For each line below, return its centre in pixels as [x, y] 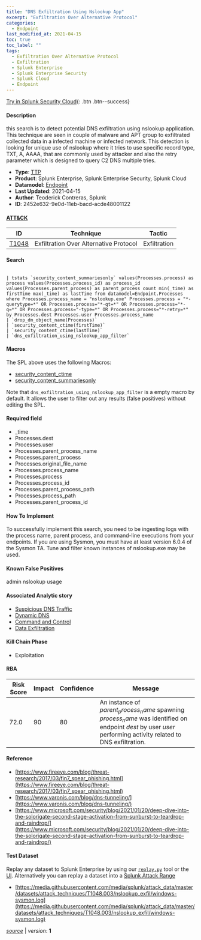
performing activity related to [141, 735]
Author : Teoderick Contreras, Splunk [60, 198]
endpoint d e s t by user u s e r [137, 727]
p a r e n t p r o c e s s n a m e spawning [142, 711]
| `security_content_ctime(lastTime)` [54, 330]
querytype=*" [22, 304]
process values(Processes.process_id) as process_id [73, 283]
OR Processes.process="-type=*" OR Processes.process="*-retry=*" [104, 309]
